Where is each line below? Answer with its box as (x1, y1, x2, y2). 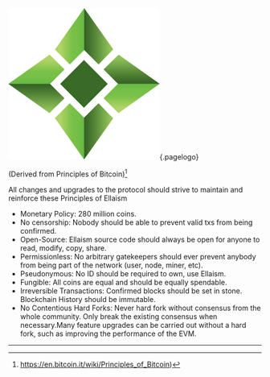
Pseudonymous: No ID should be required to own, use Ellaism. (19, 268, 227, 278)
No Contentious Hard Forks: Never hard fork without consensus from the (19, 303, 261, 313)
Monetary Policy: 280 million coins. (19, 209, 137, 218)
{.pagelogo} (159, 152, 199, 161)
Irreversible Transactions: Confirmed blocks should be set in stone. (19, 286, 243, 296)
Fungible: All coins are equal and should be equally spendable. (19, 277, 227, 287)
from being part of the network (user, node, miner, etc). (19, 260, 203, 270)
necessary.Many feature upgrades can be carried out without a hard (19, 320, 247, 329)
